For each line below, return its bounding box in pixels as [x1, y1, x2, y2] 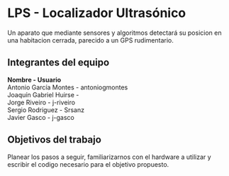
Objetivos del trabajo [7, 133, 101, 146]
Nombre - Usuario [7, 75, 62, 84]
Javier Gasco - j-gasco [7, 113, 74, 121]
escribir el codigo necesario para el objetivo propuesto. [7, 160, 169, 168]
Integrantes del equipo [7, 57, 110, 69]
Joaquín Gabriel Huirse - [7, 90, 79, 99]
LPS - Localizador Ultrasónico [7, 5, 186, 21]
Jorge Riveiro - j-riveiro [7, 98, 76, 106]
